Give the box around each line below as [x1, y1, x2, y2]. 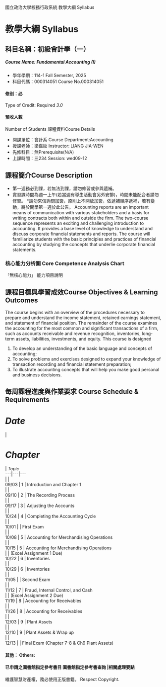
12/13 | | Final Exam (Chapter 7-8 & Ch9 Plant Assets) [5, 640, 114, 646]
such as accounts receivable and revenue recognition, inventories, [5, 330, 141, 337]
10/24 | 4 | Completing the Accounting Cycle [5, 514, 96, 519]
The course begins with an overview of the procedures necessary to [5, 309, 145, 315]
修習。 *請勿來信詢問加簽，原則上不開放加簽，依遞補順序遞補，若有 [12, 198, 151, 204]
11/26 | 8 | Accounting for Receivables [5, 608, 83, 614]
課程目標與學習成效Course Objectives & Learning [5, 288, 158, 297]
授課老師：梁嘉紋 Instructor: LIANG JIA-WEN [12, 143, 104, 149]
